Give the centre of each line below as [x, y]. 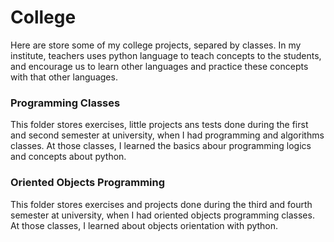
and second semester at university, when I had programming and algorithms [167, 135]
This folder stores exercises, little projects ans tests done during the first [159, 125]
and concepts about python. [68, 157]
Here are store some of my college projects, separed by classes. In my [156, 45]
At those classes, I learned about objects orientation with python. [144, 225]
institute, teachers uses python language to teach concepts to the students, [166, 55]
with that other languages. [64, 77]
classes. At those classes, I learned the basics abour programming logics [161, 146]
